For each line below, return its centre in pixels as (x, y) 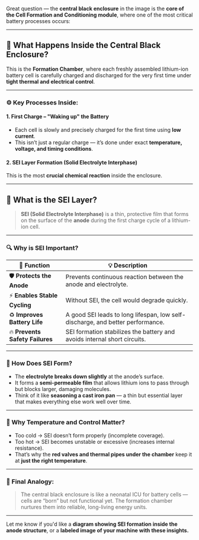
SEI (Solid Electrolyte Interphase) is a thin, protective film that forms (105, 214)
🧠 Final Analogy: (30, 481)
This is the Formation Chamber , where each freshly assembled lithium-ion (97, 69)
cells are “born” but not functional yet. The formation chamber (97, 501)
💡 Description (128, 265)
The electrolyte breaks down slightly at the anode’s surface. (89, 376)
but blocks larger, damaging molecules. (63, 389)
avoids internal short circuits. (106, 339)
